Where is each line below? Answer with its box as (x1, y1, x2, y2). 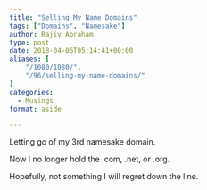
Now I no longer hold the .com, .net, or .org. (9, 153, 170, 165)
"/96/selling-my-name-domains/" (25, 71, 145, 80)
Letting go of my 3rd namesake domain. (9, 136, 156, 147)
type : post (9, 37, 50, 47)
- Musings (17, 95, 54, 105)
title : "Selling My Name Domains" (9, 12, 138, 22)
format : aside (9, 104, 62, 113)
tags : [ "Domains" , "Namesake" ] (9, 21, 126, 30)
